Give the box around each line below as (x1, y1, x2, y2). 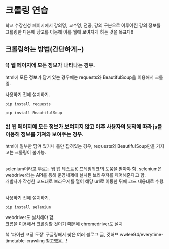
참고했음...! (45, 237, 67, 244)
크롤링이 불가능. (14, 149, 46, 155)
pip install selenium (5, 204, 51, 210)
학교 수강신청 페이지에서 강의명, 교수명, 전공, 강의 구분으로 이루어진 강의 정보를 (5, 22, 161, 28)
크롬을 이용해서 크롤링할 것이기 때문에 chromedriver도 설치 (5, 221, 123, 227)
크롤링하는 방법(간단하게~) (5, 45, 84, 54)
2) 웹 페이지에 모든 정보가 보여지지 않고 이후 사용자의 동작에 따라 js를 (5, 123, 162, 130)
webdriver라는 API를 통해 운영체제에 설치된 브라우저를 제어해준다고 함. (5, 172, 146, 178)
